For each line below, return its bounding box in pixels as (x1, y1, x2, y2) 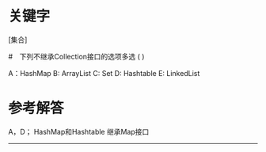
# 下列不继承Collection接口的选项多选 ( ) (8, 51, 145, 61)
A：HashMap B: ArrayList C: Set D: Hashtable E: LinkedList (8, 68, 200, 78)
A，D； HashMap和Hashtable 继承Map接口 (8, 127, 150, 136)
